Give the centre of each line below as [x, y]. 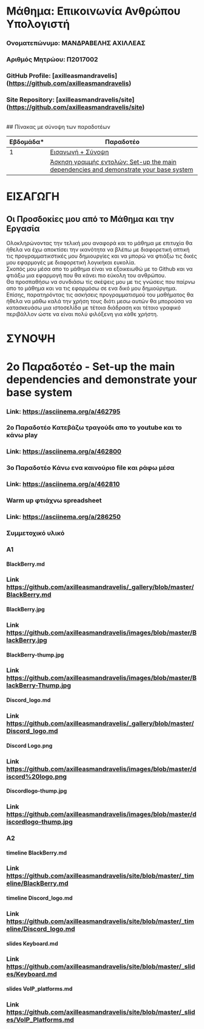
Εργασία [23, 228]
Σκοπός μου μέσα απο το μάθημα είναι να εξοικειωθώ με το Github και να [100, 269]
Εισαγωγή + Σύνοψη [80, 152]
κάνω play [22, 435]
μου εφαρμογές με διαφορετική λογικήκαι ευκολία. [71, 263]
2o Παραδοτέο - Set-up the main [90, 367]
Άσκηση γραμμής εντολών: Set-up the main [114, 162]
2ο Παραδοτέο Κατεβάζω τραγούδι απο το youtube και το [94, 428]
